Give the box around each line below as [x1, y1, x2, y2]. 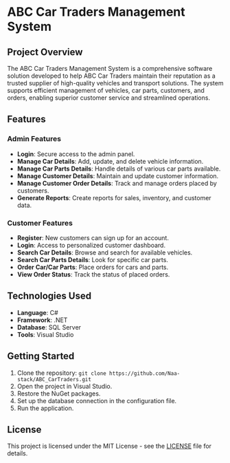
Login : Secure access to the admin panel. [16, 149, 135, 158]
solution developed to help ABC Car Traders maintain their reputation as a [7, 72, 216, 80]
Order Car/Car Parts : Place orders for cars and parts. [16, 263, 169, 271]
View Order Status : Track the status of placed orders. [16, 270, 170, 279]
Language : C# [16, 308, 58, 316]
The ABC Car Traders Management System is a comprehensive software [7, 65, 213, 72]
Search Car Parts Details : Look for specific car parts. [16, 255, 168, 263]
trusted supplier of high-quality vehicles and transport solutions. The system [7, 79, 224, 87]
